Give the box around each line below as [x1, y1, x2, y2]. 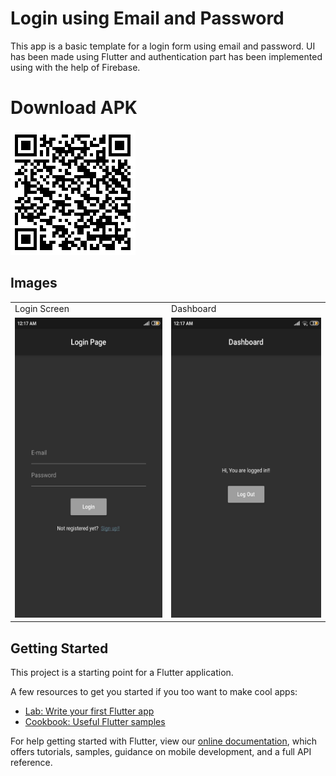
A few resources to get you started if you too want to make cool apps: [10, 686, 298, 697]
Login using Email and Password [10, 7, 285, 30]
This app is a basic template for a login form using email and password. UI [10, 40, 316, 52]
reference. [10, 757, 53, 768]
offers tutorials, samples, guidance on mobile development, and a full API [10, 746, 312, 757]
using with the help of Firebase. [10, 61, 141, 73]
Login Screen [14, 303, 70, 315]
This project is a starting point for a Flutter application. [10, 667, 234, 678]
